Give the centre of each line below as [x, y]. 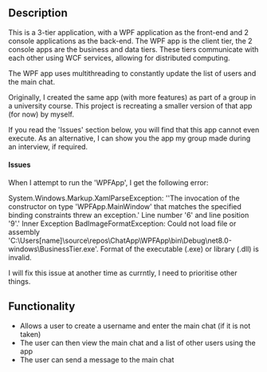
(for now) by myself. [41, 114]
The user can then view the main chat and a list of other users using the [138, 342]
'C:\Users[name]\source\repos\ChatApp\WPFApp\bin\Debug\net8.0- [120, 241]
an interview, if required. [48, 146]
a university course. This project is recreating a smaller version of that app [130, 105]
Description [38, 13]
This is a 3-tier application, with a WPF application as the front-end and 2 [129, 32]
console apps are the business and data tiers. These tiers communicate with [133, 49]
